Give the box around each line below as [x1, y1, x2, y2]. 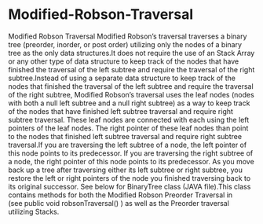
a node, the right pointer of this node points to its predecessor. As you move [8, 156, 255, 166]
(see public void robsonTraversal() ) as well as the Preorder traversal [8, 198, 230, 207]
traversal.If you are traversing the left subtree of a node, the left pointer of [8, 140, 247, 149]
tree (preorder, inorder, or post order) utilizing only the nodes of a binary [8, 39, 242, 49]
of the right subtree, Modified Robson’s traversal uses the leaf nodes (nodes [8, 90, 255, 99]
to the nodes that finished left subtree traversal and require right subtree [8, 131, 242, 141]
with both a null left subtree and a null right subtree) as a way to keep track [8, 98, 250, 108]
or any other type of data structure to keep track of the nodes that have [8, 57, 239, 66]
